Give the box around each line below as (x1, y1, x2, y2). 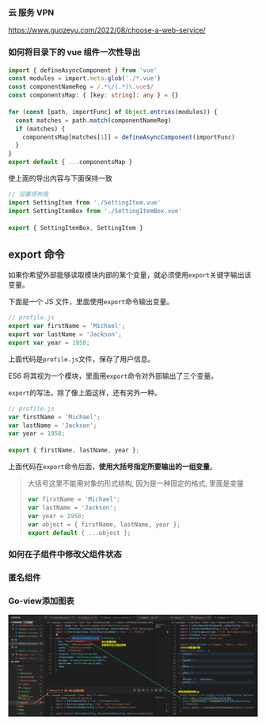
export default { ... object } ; (27, 528, 131, 536)
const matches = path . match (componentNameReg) (15, 116, 172, 124)
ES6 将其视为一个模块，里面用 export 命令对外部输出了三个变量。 (8, 371, 218, 380)
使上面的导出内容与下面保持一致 (8, 174, 112, 183)
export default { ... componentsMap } (8, 158, 133, 166)
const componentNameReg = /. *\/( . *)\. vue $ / (8, 83, 154, 91)
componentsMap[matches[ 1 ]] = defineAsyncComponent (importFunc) (22, 133, 236, 141)
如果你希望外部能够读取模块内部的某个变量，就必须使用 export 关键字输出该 (8, 270, 252, 280)
